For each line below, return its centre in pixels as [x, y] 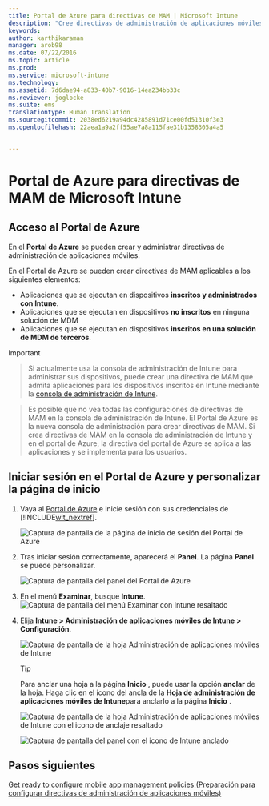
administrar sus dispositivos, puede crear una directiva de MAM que [141, 376]
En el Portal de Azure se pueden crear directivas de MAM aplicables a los [129, 271]
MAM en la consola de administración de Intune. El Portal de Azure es [143, 418]
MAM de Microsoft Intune [95, 198]
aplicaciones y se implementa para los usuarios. [107, 451]
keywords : [25, 30]
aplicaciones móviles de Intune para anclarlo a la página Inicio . [126, 700]
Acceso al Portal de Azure [74, 228]
